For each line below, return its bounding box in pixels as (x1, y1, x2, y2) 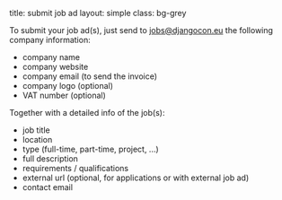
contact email (22, 182, 74, 192)
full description (22, 153, 79, 164)
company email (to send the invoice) (22, 71, 158, 82)
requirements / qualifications (22, 163, 128, 173)
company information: (9, 35, 92, 45)
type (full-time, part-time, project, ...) (22, 143, 159, 154)
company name (22, 52, 81, 62)
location (22, 135, 53, 144)
